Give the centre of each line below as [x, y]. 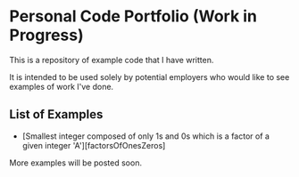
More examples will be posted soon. [76, 163]
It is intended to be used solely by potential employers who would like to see [149, 76]
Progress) [47, 35]
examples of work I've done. [62, 86]
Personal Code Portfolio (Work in [133, 16]
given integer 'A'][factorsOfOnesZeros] [94, 145]
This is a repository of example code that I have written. [112, 60]
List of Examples [56, 114]
